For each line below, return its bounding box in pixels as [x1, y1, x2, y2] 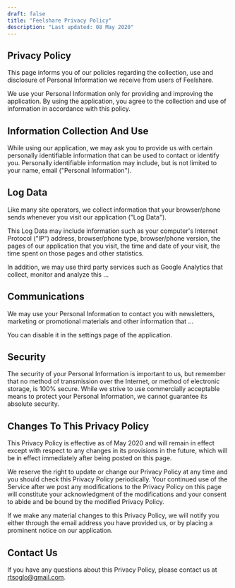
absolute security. [7, 400, 60, 408]
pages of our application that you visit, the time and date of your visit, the [7, 241, 220, 250]
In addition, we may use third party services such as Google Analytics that [7, 263, 224, 271]
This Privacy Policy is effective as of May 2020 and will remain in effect [7, 439, 215, 448]
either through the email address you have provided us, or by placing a [7, 519, 213, 527]
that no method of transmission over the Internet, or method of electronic [7, 377, 220, 385]
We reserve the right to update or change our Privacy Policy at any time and [7, 467, 228, 476]
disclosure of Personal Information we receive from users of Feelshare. [7, 76, 214, 85]
